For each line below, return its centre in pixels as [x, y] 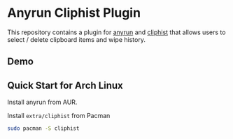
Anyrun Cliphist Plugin [74, 13]
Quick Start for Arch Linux [65, 85]
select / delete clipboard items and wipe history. [76, 39]
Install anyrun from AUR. [42, 102]
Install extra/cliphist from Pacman [59, 116]
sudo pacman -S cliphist [43, 129]
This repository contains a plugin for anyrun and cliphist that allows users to [116, 32]
